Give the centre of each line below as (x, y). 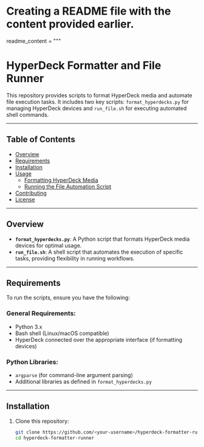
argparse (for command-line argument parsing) (74, 375)
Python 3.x (29, 327)
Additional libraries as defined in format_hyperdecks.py (83, 381)
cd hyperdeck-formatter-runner (55, 438)
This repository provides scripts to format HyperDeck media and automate (99, 95)
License (25, 199)
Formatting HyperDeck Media (61, 180)
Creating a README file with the (89, 11)
